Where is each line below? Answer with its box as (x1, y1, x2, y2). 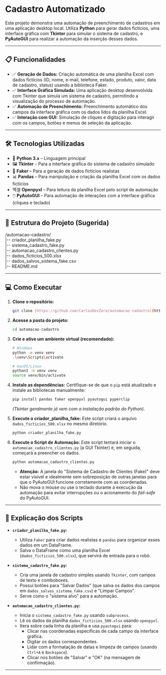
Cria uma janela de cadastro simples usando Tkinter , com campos (19, 572, 156, 578)
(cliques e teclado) (12, 200, 50, 206)
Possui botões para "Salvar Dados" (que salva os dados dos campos (19, 582, 160, 588)
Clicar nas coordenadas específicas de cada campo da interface (27, 628, 159, 634)
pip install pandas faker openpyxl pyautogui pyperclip (12, 397, 130, 402)
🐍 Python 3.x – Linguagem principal (12, 155, 85, 161)
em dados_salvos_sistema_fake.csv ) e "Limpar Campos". (19, 588, 135, 594)
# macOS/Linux (12, 364, 41, 369)
